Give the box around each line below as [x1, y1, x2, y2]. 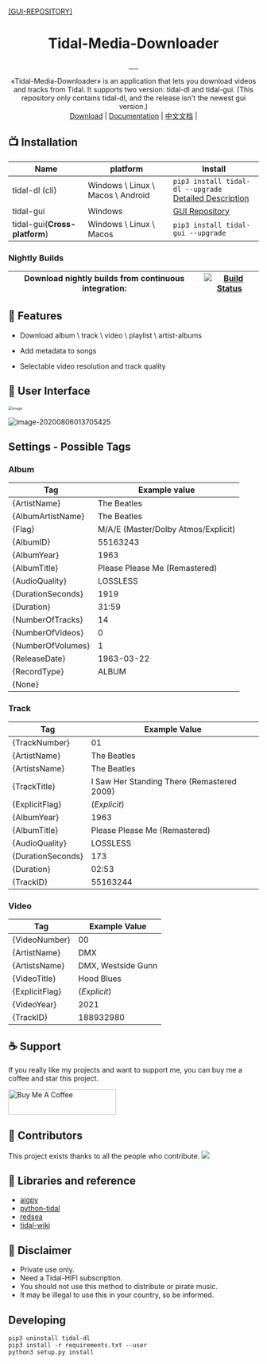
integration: [82, 283, 127, 294]
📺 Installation [8, 135, 78, 149]
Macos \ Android [87, 190, 150, 201]
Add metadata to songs [19, 346, 97, 355]
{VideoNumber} [12, 934, 71, 945]
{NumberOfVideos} [12, 627, 84, 639]
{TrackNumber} [12, 737, 70, 748]
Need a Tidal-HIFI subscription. [19, 1273, 123, 1283]
